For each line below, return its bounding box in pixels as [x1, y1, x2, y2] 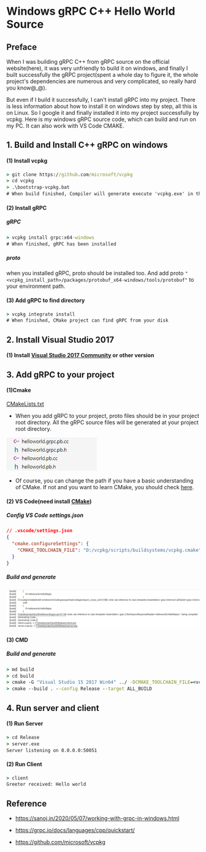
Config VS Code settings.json [6, 511, 84, 519]
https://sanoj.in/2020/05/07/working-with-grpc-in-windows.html [15, 815, 180, 822]
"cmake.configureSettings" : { [12, 541, 89, 547]
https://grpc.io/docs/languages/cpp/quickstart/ [15, 827, 135, 834]
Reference [6, 798, 47, 808]
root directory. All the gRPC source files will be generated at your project [15, 419, 199, 426]
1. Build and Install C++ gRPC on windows [6, 140, 168, 150]
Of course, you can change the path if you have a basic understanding [15, 477, 194, 484]
